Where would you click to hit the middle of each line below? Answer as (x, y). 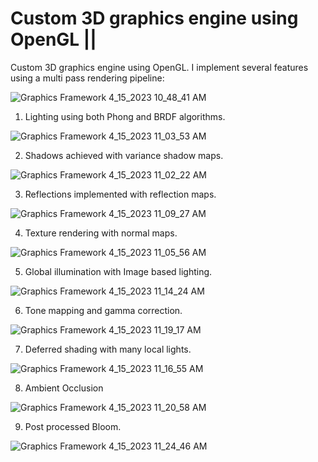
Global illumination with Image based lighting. (118, 271)
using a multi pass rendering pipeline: (87, 78)
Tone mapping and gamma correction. (103, 310)
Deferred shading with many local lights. (108, 349)
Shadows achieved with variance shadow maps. (124, 155)
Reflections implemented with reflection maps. (120, 194)
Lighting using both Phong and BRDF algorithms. (125, 116)
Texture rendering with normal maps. (101, 233)
